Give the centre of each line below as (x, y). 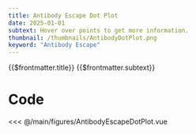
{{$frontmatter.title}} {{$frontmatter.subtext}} (82, 67)
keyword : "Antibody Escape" (55, 45)
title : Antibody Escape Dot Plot (63, 15)
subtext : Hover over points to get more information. (99, 30)
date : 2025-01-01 (37, 23)
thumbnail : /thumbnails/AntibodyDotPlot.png (83, 38)
